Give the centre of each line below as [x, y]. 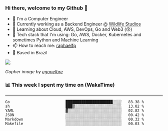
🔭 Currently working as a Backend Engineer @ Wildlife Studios [76, 24]
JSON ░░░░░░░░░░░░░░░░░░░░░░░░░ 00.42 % [74, 115]
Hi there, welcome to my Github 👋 [46, 8]
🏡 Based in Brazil [30, 53]
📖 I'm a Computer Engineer [40, 19]
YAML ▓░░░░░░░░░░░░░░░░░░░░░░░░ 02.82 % [74, 111]
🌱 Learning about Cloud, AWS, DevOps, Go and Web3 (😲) [72, 29]
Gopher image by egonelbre [34, 72]
